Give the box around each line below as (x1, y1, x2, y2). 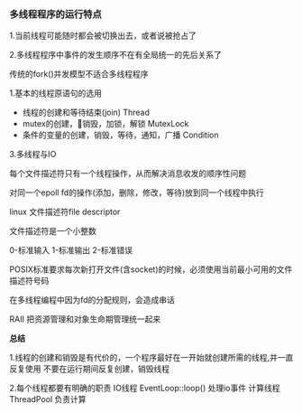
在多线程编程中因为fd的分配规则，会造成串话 (9, 295, 176, 305)
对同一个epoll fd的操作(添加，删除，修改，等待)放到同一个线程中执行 (9, 187, 264, 198)
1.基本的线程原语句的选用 (9, 88, 102, 99)
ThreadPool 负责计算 (9, 394, 87, 405)
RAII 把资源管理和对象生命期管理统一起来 (9, 314, 161, 324)
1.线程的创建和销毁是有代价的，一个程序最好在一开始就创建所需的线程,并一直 (9, 352, 294, 363)
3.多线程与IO (9, 149, 57, 160)
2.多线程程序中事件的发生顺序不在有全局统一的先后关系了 (9, 50, 223, 61)
